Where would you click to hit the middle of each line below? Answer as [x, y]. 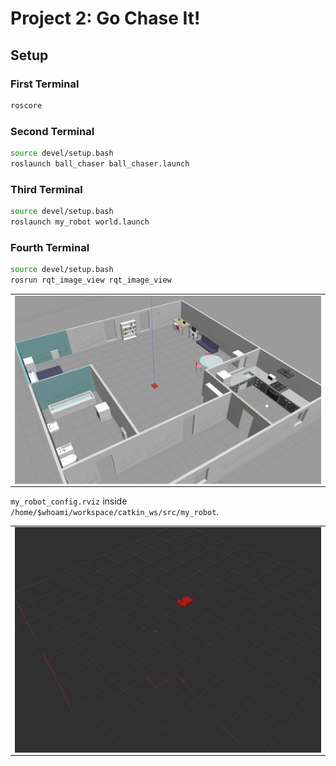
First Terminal [45, 84]
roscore [26, 105]
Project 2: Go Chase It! [105, 18]
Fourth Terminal [50, 247]
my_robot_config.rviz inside [69, 501]
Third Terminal [46, 189]
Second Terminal [52, 131]
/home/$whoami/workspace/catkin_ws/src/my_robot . [115, 511]
